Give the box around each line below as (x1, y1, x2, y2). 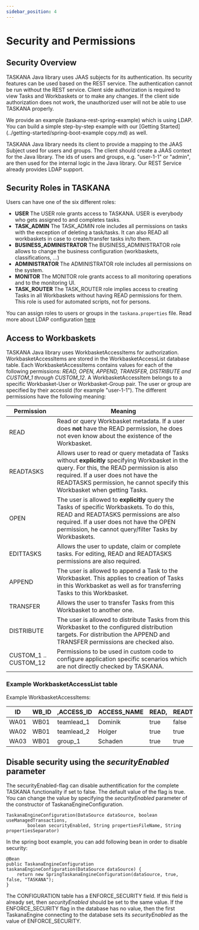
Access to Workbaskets (6, 333, 96, 343)
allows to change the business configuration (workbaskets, (14, 248, 159, 255)
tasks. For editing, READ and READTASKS (57, 549, 172, 558)
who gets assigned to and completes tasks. (14, 216, 121, 223)
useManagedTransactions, (6, 817, 68, 824)
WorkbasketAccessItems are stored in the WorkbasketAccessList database (6, 355, 190, 362)
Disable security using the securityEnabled (6, 757, 169, 767)
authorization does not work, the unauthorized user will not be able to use (6, 98, 187, 106)
